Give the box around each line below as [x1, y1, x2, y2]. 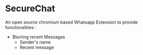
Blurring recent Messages [12, 34, 65, 40]
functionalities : [5, 24, 37, 30]
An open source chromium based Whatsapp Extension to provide [5, 19, 138, 25]
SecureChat [5, 3, 55, 14]
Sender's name [19, 39, 51, 45]
